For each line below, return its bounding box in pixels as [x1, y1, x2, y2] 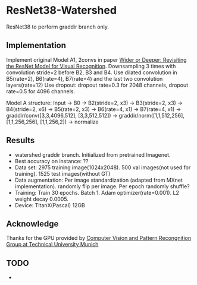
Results [6, 135, 35, 145]
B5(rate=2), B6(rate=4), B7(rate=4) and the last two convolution [6, 75, 163, 82]
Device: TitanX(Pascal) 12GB [14, 201, 85, 208]
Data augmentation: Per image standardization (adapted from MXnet [14, 176, 183, 183]
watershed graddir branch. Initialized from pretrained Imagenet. [14, 151, 171, 158]
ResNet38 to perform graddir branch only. [6, 23, 109, 30]
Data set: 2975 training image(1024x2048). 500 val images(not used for [14, 164, 191, 171]
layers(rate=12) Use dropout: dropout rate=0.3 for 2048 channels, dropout [6, 81, 189, 88]
